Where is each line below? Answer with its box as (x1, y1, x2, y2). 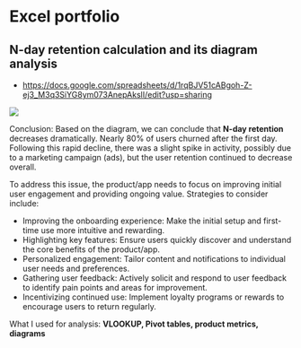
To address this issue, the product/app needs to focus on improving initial (9, 179, 282, 189)
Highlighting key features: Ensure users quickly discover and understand (22, 235, 292, 245)
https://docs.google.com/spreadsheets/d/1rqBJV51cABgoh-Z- (22, 80, 253, 91)
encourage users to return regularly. (22, 301, 157, 311)
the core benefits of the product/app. (22, 244, 160, 255)
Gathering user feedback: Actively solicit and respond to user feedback (22, 273, 288, 283)
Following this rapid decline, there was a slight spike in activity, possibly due (9, 143, 292, 153)
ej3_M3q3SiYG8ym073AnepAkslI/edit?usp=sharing (22, 90, 213, 100)
